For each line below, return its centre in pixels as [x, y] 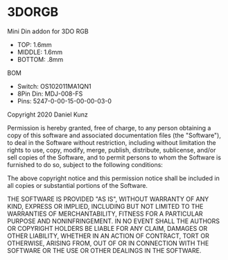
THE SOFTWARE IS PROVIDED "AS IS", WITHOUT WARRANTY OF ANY [108, 199]
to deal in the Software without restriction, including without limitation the [112, 142]
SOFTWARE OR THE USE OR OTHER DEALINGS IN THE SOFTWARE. [104, 250]
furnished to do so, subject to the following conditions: [85, 164]
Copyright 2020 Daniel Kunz [47, 114]
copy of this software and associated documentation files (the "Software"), [114, 135]
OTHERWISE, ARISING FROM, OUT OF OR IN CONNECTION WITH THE [108, 243]
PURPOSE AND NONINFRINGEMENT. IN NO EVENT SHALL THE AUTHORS [114, 221]
